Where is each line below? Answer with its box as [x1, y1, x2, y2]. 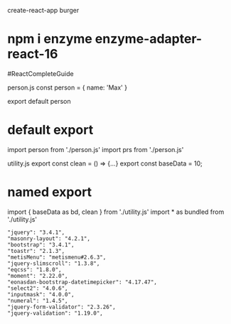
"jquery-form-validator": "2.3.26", [7, 303, 116, 310]
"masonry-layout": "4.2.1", [7, 234, 91, 242]
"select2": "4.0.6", [7, 284, 69, 292]
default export [7, 122, 94, 138]
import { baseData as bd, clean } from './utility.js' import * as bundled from [7, 207, 225, 216]
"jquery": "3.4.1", [7, 229, 65, 236]
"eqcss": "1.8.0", [7, 266, 62, 273]
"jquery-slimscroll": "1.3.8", [7, 259, 100, 267]
